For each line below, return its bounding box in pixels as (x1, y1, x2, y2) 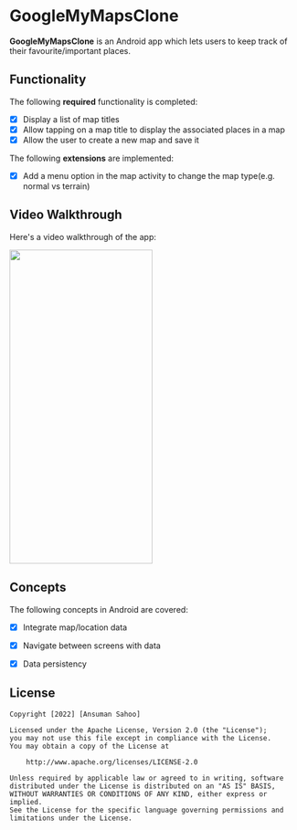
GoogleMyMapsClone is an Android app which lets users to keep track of (9, 36, 288, 47)
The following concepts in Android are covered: (9, 604, 189, 615)
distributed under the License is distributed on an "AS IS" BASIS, (9, 782, 276, 791)
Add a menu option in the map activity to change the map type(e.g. (22, 170, 276, 181)
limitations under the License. (9, 814, 133, 823)
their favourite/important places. (9, 45, 131, 56)
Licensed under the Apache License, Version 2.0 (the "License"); (9, 725, 268, 735)
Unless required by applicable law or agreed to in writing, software (9, 773, 284, 783)
